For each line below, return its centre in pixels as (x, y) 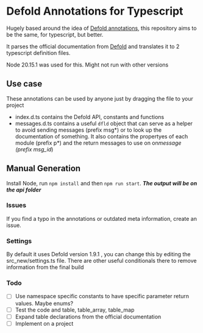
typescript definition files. (38, 52)
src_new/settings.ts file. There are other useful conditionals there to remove (101, 261)
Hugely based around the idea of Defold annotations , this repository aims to (101, 28)
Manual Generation (44, 169)
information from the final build (45, 267)
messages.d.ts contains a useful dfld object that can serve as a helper (104, 123)
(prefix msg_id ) (34, 149)
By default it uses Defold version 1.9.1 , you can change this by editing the (98, 254)
